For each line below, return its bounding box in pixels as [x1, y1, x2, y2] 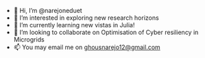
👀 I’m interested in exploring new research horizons [13, 14, 159, 22]
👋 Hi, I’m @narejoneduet [13, 7, 82, 14]
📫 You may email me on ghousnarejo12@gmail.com [13, 43, 161, 51]
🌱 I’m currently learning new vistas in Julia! [13, 21, 135, 29]
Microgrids [13, 35, 45, 44]
